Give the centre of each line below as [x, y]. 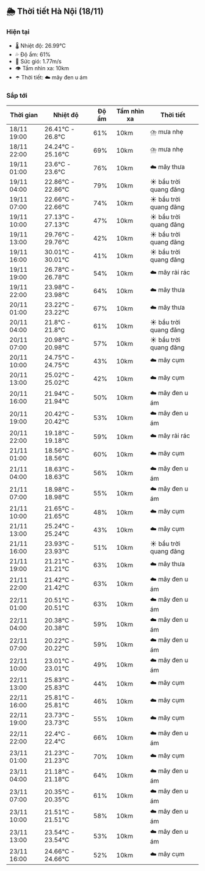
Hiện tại [18, 32]
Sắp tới [17, 95]
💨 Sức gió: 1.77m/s [38, 61]
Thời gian [24, 115]
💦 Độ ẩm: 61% [33, 54]
